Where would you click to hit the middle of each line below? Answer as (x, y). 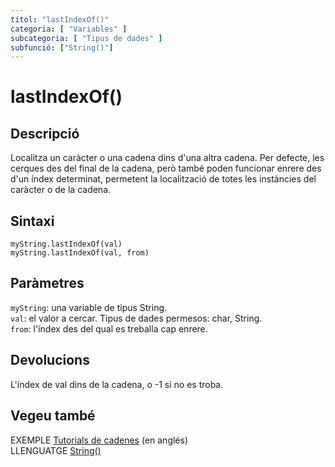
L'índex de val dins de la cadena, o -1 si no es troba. (117, 384)
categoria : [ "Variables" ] (69, 29)
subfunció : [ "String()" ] (62, 47)
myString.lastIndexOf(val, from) (80, 253)
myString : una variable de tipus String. (89, 307)
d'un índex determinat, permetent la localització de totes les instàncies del (163, 179)
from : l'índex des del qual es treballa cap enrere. (109, 328)
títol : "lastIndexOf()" (60, 19)
